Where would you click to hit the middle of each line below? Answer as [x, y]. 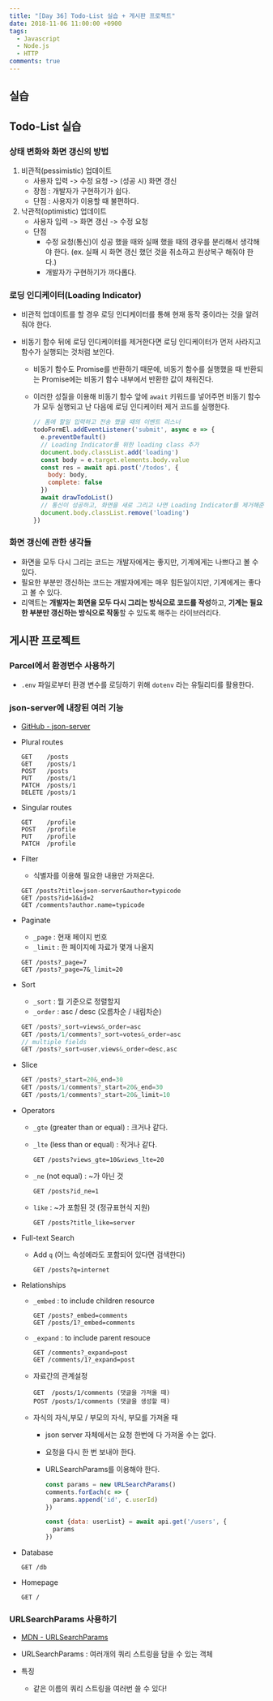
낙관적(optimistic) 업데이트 [64, 211]
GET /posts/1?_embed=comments [84, 1323]
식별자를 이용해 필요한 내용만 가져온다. [94, 875]
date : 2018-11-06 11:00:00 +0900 [66, 24]
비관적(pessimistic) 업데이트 [66, 171]
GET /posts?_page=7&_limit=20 [72, 969]
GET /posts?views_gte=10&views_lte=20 [98, 1159]
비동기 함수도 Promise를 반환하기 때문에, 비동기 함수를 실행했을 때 [137, 369]
